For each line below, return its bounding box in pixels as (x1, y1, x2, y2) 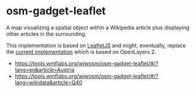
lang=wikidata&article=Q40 (14, 79, 82, 86)
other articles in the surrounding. (6, 30, 87, 37)
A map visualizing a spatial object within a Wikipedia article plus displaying (6, 24, 190, 31)
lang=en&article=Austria (14, 66, 75, 73)
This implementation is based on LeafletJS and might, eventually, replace (6, 42, 186, 49)
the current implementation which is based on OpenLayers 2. (6, 48, 156, 55)
